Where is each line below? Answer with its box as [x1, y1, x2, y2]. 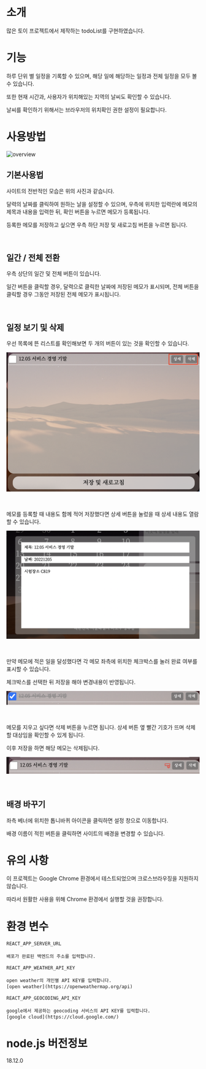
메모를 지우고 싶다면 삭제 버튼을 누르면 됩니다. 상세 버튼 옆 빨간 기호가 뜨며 [6, 724, 185, 731]
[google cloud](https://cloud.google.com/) [6, 1014, 120, 1021]
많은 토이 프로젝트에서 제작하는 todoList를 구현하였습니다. [6, 27, 145, 34]
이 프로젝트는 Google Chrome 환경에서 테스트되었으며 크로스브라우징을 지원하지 [6, 875, 199, 882]
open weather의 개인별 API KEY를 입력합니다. [6, 978, 112, 984]
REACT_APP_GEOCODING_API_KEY [6, 995, 81, 1001]
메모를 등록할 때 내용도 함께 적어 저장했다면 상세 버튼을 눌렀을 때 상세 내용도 [6, 510, 188, 517]
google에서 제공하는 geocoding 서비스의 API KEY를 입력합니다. [6, 1008, 151, 1014]
